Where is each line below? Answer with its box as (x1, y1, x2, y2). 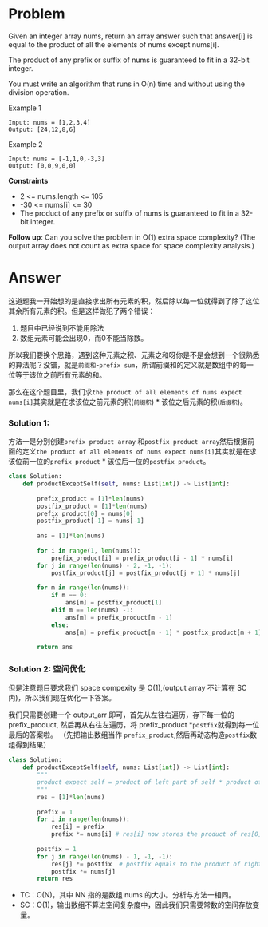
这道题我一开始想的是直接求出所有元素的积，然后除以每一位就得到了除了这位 (8, 296, 260, 306)
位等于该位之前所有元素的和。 (8, 370, 106, 379)
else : (50, 620, 69, 629)
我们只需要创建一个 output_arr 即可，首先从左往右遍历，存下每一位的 (8, 710, 235, 719)
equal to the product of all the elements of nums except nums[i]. (8, 39, 219, 49)
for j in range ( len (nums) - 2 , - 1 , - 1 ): (37, 561, 173, 569)
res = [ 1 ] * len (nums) (37, 793, 105, 801)
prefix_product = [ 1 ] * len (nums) (37, 494, 145, 503)
